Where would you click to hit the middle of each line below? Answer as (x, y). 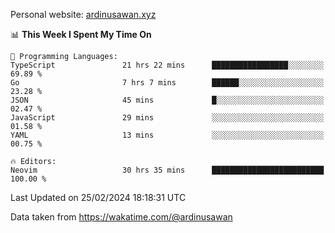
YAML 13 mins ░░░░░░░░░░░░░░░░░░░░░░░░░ (167, 135)
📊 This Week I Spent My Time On (81, 34)
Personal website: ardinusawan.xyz (83, 14)
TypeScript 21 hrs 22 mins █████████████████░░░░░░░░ (167, 65)
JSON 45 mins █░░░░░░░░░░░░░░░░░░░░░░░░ (167, 100)
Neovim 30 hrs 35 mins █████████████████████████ (167, 170)
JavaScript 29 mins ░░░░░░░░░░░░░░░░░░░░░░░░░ (167, 118)
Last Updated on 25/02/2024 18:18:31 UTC (98, 197)
